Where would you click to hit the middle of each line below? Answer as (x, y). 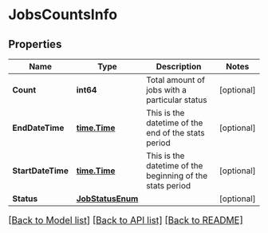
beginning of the (177, 176)
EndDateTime (38, 128)
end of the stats (175, 133)
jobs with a (167, 90)
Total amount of (176, 80)
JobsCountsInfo (63, 15)
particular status (177, 100)
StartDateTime (41, 171)
